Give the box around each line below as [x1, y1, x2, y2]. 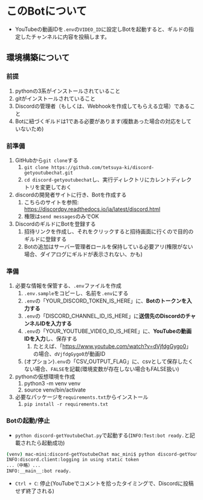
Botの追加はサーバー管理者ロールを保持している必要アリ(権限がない [24, 242, 193, 250]
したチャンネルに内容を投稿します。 [20, 33, 110, 40]
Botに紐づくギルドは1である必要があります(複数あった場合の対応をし [14, 118, 187, 125]
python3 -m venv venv [24, 380, 81, 387]
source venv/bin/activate [24, 386, 86, 393]
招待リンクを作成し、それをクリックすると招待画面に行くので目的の [24, 227, 194, 235]
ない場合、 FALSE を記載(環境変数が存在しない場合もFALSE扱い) [24, 365, 179, 373]
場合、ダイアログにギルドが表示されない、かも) [24, 250, 143, 258]
